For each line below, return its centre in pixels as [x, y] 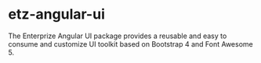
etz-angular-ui [57, 14]
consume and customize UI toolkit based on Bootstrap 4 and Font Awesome [130, 44]
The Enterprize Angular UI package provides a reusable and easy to [118, 36]
